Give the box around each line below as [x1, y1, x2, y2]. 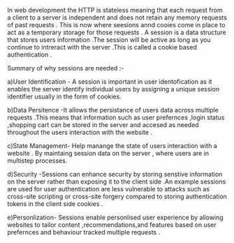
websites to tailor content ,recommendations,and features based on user [7, 221, 217, 229]
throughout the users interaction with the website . [7, 128, 152, 136]
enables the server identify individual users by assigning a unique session [7, 85, 220, 93]
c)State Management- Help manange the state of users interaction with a [7, 142, 218, 149]
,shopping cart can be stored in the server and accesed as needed [7, 121, 199, 128]
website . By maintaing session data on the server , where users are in [7, 149, 210, 157]
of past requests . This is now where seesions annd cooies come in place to [7, 21, 226, 29]
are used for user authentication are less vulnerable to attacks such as [7, 185, 210, 193]
